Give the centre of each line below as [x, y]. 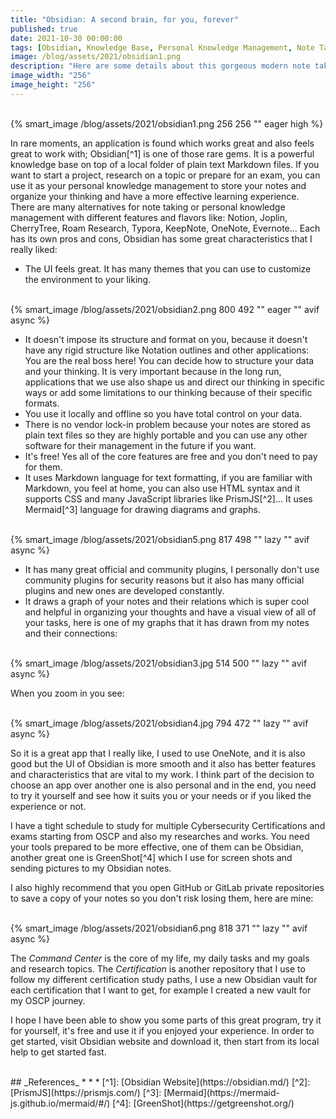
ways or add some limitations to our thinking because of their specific [168, 392]
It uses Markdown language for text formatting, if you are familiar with [168, 477]
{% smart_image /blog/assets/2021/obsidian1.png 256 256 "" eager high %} [167, 123]
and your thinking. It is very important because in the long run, [153, 371]
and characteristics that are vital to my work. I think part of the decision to [162, 774]
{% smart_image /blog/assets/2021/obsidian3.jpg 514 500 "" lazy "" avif [159, 663]
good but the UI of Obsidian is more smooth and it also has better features [163, 763]
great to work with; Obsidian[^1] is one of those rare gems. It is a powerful [162, 153]
